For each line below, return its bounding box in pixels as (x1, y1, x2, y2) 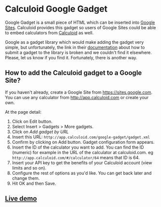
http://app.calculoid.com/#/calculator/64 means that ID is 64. (12, 155, 140, 160)
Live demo (5, 194, 37, 203)
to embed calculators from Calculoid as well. (5, 30, 94, 35)
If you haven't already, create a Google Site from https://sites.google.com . (5, 89, 153, 95)
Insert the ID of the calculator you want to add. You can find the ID (12, 144, 144, 150)
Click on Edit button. (12, 118, 53, 124)
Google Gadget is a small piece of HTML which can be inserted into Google (5, 19, 155, 25)
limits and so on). (12, 165, 47, 171)
